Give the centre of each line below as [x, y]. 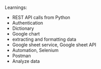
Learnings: [16, 7]
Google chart [26, 34]
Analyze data [26, 61]
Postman [21, 56]
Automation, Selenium [35, 50]
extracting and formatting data [44, 39]
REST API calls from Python [41, 17]
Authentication [28, 23]
